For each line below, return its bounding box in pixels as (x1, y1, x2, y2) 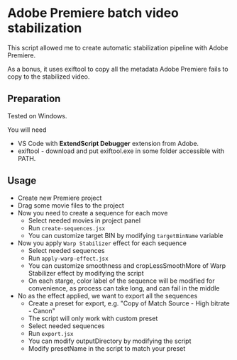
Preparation (7, 93, 61, 105)
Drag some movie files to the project (17, 201, 124, 210)
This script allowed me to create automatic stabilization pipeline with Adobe (7, 43, 228, 52)
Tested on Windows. (7, 111, 67, 120)
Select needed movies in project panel (28, 216, 140, 225)
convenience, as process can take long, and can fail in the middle (28, 283, 220, 292)
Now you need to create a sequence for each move (17, 208, 168, 217)
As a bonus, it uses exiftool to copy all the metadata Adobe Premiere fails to (7, 64, 228, 73)
